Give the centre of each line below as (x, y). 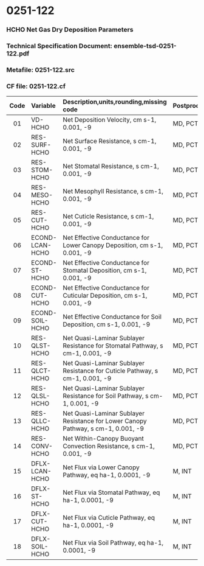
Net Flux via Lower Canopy (101, 467)
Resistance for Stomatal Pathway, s (113, 346)
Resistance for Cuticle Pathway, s (110, 371)
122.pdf (18, 54)
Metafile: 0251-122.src (40, 69)
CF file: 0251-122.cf (36, 86)
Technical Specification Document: (59, 46)
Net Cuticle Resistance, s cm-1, (108, 217)
